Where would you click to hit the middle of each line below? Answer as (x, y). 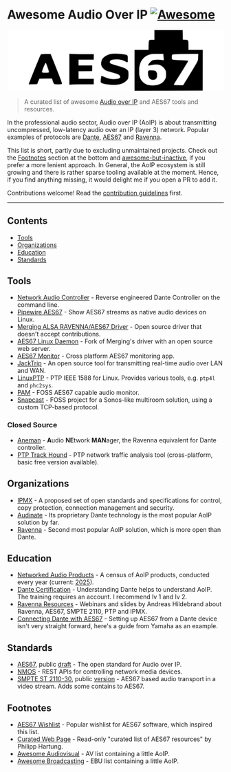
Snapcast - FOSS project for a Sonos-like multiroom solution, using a (114, 400)
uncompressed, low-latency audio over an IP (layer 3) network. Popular (108, 129)
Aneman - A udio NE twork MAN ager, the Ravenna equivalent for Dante (117, 440)
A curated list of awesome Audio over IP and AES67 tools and (111, 101)
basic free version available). (58, 462)
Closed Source (32, 425)
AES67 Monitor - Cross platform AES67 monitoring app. (96, 356)
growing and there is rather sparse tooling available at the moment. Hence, (113, 172)
